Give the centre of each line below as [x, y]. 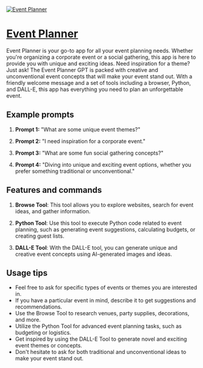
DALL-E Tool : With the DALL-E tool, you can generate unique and [96, 247]
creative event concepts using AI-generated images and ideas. [94, 254]
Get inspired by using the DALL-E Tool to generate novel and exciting [101, 339]
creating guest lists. [40, 236]
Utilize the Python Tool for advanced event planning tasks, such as [98, 326]
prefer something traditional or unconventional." [75, 171]
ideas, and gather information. [53, 211]
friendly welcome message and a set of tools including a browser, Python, [99, 82]
